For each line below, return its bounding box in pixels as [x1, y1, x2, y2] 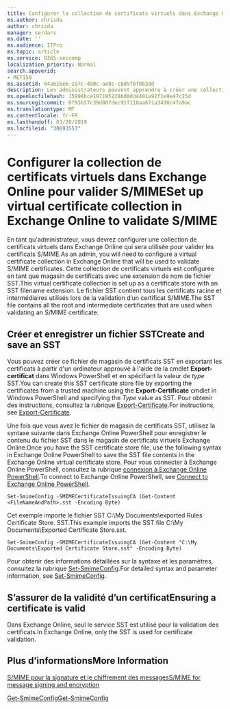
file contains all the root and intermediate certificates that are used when [7, 301, 212, 310]
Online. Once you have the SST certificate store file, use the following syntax [7, 443, 222, 452]
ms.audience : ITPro [7, 42, 63, 49]
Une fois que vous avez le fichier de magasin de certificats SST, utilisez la [7, 421, 216, 430]
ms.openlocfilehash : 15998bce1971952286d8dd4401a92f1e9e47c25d [7, 93, 192, 100]
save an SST [7, 339, 61, 351]
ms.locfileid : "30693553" [7, 125, 81, 132]
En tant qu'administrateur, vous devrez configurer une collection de [7, 235, 197, 244]
